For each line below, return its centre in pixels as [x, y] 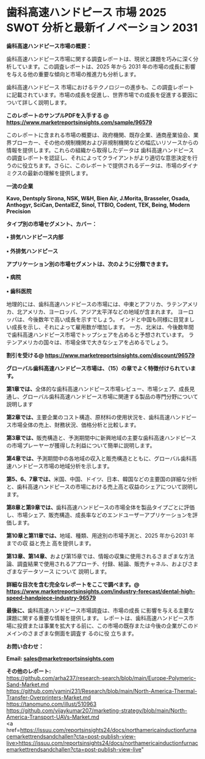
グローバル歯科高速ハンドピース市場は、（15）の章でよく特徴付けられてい [99, 368]
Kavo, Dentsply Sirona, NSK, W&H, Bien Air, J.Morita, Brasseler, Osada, [98, 198]
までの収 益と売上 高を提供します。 [50, 543]
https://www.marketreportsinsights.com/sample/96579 [79, 122]
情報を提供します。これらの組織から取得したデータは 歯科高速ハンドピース [100, 150]
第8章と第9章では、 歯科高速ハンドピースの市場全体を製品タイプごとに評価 [101, 507]
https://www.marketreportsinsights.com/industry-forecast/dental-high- [101, 591]
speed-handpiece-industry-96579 [51, 598]
